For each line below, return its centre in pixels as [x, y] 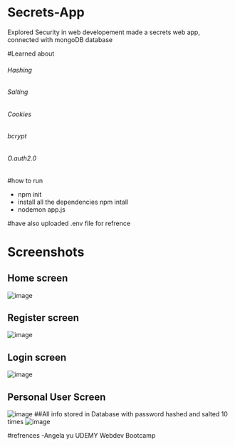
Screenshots [46, 252]
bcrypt [17, 136]
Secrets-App [46, 12]
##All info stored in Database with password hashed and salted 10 [131, 414]
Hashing [20, 70]
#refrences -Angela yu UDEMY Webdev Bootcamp [82, 436]
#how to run [25, 180]
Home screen [38, 278]
